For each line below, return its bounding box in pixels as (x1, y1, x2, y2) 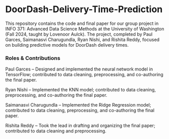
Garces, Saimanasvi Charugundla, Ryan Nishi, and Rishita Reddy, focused (5, 37, 160, 43)
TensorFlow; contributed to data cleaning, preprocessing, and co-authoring (5, 72, 164, 78)
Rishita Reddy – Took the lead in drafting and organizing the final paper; (5, 123, 155, 129)
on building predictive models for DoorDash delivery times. (5, 42, 129, 48)
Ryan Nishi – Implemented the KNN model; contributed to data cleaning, (5, 87, 156, 93)
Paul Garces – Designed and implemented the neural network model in (5, 66, 153, 72)
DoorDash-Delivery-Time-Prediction (5, 4, 163, 15)
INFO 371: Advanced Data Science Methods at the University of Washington (5, 25, 164, 31)
